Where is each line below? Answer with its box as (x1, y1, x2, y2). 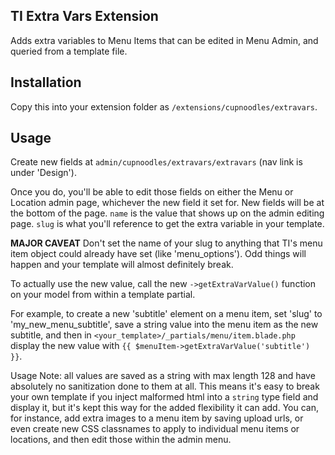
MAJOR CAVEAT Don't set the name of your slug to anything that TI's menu (10, 237, 323, 249)
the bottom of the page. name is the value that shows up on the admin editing (10, 207, 325, 219)
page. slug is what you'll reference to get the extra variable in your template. (10, 218, 325, 230)
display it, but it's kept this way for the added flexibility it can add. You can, (10, 402, 319, 414)
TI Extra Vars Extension (10, 8, 159, 25)
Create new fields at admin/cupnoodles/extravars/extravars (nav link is (10, 156, 303, 168)
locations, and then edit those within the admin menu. (10, 434, 232, 446)
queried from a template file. (10, 45, 128, 57)
